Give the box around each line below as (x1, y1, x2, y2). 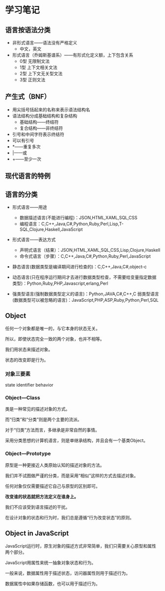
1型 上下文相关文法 (19, 65, 58, 70)
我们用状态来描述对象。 (5, 346, 53, 352)
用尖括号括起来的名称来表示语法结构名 (12, 107, 90, 113)
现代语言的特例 (5, 172, 51, 180)
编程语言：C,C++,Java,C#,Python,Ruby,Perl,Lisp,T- (19, 221, 124, 227)
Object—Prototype (5, 450, 51, 457)
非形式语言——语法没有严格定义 (12, 40, 77, 45)
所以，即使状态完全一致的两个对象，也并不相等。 (5, 336, 104, 342)
